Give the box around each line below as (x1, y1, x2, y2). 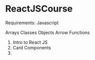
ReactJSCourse (5, 3, 73, 15)
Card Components (12, 44, 51, 50)
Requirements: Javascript (5, 20, 59, 26)
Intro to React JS (12, 39, 48, 45)
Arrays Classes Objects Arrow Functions (5, 29, 90, 35)
